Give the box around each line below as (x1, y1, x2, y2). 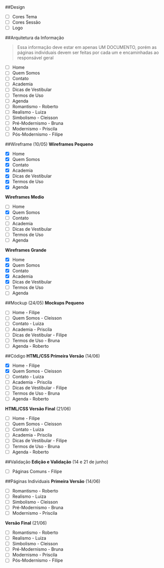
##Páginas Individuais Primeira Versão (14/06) (5, 478, 100, 484)
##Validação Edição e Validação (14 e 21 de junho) (5, 459, 108, 465)
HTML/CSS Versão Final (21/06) (5, 406, 71, 412)
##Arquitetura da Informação (5, 35, 64, 41)
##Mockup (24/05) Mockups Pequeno (5, 300, 85, 306)
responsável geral (17, 55, 54, 61)
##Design (5, 4, 25, 10)
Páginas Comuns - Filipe (12, 468, 63, 474)
